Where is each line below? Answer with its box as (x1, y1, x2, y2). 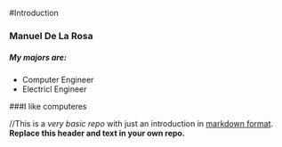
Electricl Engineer (21, 84, 87, 94)
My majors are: (9, 52, 67, 62)
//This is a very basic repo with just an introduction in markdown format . (9, 118, 274, 128)
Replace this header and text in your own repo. (9, 127, 185, 138)
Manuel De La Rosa (9, 29, 93, 42)
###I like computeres (9, 101, 87, 111)
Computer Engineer (21, 74, 94, 85)
